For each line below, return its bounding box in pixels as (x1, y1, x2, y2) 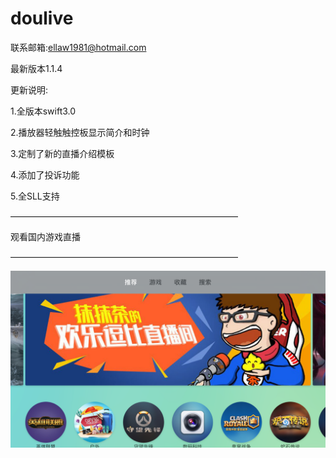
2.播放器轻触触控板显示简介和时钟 (10, 126, 150, 138)
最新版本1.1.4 (10, 62, 63, 74)
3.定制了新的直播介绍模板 (10, 147, 115, 159)
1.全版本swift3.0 (10, 105, 77, 117)
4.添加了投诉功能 (10, 168, 80, 181)
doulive (10, 7, 74, 30)
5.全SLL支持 (10, 190, 60, 202)
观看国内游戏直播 (10, 230, 81, 242)
